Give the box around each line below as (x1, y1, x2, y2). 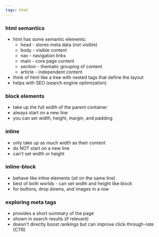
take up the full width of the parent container (12, 104, 108, 110)
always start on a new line (12, 110, 68, 116)
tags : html (5, 7, 29, 13)
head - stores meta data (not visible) (20, 42, 97, 48)
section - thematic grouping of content (20, 63, 103, 69)
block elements (5, 92, 45, 100)
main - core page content (20, 57, 74, 64)
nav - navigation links (20, 52, 66, 58)
